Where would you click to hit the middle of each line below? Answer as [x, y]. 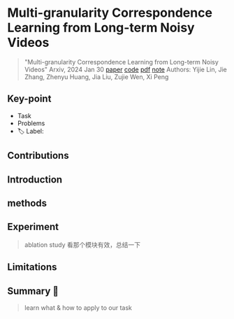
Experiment [33, 227]
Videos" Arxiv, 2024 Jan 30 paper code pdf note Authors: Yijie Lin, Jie [125, 69]
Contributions [38, 156]
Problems [31, 123]
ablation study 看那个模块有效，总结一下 [82, 244]
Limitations [32, 267]
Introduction [35, 179]
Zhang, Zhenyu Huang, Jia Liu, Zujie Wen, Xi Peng [96, 77]
